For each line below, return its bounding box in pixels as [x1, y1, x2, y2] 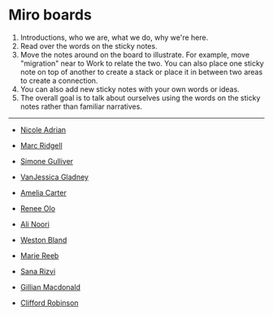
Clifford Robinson [19, 298, 79, 308]
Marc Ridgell [19, 140, 63, 150]
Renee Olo [19, 203, 55, 213]
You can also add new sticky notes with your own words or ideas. [19, 84, 240, 94]
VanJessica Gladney [19, 172, 89, 182]
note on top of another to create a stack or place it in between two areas [19, 67, 263, 76]
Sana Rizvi [19, 266, 56, 276]
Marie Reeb [19, 250, 59, 261]
